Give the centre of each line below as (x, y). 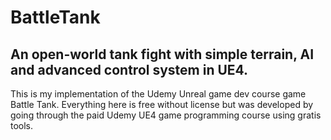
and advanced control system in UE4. (129, 69)
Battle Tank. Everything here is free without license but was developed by (162, 104)
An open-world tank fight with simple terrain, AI (162, 54)
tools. (22, 125)
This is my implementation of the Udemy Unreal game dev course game (158, 94)
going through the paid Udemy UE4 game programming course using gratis (166, 115)
